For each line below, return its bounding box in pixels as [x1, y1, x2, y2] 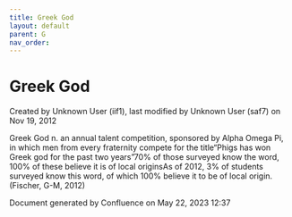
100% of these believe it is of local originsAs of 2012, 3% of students [9, 162, 264, 172]
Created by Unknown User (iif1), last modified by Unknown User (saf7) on [9, 106, 281, 117]
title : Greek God [9, 13, 74, 22]
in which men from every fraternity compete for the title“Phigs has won [9, 142, 271, 153]
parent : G [9, 29, 47, 38]
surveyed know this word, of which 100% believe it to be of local [9, 171, 248, 181]
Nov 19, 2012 [9, 115, 57, 126]
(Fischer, [9, 180, 42, 191]
